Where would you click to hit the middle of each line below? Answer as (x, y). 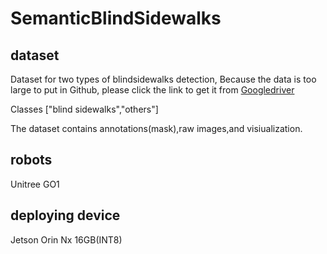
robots (31, 160)
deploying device (65, 215)
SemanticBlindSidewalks (116, 18)
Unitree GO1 (35, 184)
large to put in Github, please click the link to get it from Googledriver (152, 90)
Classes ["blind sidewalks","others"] (84, 109)
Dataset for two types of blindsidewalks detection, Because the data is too (163, 79)
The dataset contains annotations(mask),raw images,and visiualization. (156, 128)
